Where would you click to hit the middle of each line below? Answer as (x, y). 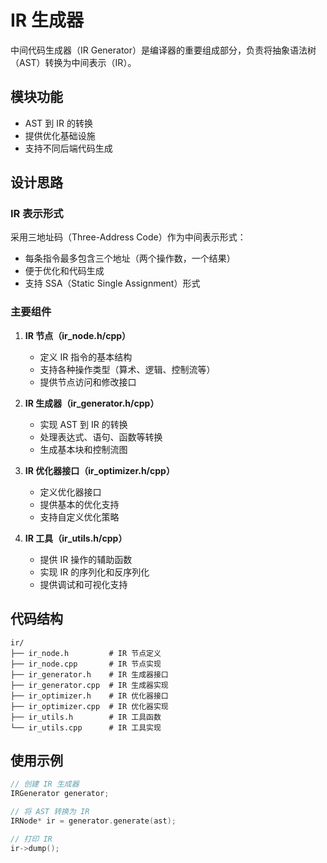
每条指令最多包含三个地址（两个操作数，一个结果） (130, 258)
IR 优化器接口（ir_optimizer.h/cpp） (99, 470)
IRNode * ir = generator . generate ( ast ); (93, 821)
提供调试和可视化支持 (83, 584)
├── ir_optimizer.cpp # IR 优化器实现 (89, 706)
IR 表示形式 (37, 214)
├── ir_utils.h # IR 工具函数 (86, 717)
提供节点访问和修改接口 (88, 382)
